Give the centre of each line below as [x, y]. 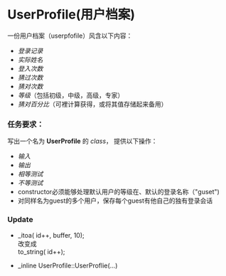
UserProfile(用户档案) [71, 15]
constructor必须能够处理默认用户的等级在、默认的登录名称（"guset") [119, 192]
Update [20, 220]
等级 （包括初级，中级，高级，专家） [71, 95]
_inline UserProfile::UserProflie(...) [68, 265]
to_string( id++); [41, 251]
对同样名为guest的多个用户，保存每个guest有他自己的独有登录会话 [115, 201]
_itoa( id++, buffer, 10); [51, 235]
